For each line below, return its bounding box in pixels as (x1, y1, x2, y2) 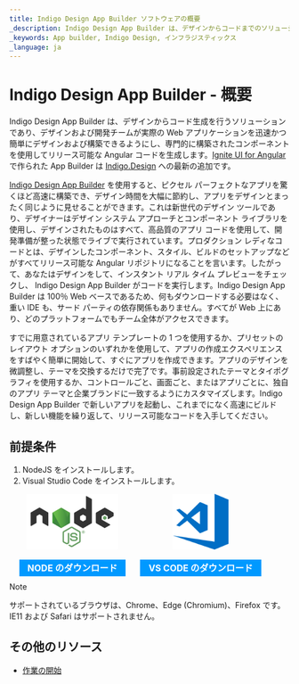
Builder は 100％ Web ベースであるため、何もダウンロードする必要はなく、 (9, 291, 284, 302)
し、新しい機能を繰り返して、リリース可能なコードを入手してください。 (9, 410, 273, 421)
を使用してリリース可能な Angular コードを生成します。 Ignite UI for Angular (9, 150, 287, 161)
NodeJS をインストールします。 (21, 465, 140, 474)
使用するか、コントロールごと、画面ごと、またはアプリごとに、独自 (39, 377, 289, 388)
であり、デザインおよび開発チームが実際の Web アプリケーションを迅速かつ (9, 128, 287, 138)
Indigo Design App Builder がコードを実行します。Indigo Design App (34, 280, 286, 291)
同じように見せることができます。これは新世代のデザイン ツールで (24, 202, 269, 213)
